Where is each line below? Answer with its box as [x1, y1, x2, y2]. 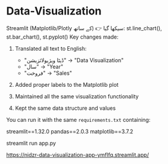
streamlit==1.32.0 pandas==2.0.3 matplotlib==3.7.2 [6, 128, 134, 135]
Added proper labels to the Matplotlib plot [14, 81, 119, 88]
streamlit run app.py [6, 139, 56, 147]
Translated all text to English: [14, 45, 87, 52]
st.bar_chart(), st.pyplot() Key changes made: [6, 33, 119, 40]
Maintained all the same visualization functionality [14, 92, 139, 100]
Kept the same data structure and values [14, 104, 116, 112]
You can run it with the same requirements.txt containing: [6, 116, 151, 123]
